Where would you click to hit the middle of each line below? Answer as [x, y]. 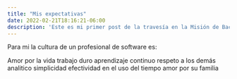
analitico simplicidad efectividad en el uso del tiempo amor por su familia [113, 68]
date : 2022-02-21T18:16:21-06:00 [56, 20]
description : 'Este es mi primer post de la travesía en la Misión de [113, 27]
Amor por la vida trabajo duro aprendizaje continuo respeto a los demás [112, 61]
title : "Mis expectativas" [47, 14]
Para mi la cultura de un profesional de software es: [82, 47]
